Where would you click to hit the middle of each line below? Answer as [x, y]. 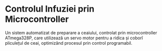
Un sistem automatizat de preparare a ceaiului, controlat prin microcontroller [81, 33]
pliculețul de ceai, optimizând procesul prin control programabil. [69, 43]
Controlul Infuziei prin [50, 9]
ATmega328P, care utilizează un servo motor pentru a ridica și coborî [74, 38]
